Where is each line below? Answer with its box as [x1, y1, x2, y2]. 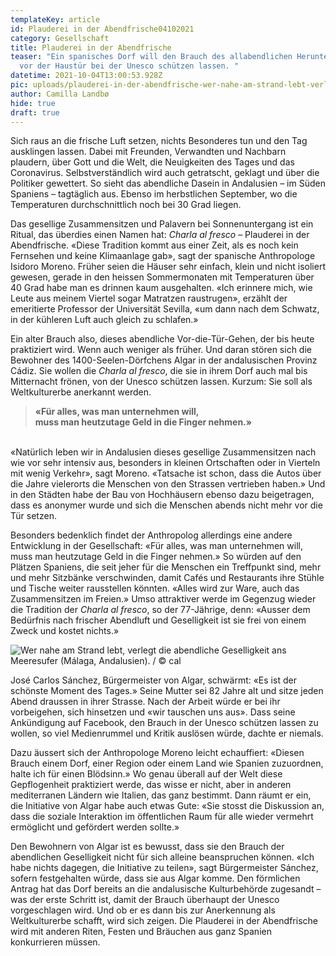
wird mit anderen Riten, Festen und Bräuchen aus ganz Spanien [10, 926, 272, 938]
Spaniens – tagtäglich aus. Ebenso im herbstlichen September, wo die [10, 188, 298, 200]
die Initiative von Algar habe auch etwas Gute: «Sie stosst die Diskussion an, [10, 800, 325, 812]
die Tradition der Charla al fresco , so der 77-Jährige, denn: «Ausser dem [10, 604, 311, 616]
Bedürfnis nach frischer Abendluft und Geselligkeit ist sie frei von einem [10, 614, 307, 626]
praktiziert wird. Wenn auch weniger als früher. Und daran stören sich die [10, 344, 312, 356]
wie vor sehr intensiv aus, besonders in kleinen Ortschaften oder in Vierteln [10, 457, 321, 469]
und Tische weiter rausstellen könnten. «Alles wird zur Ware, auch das [10, 582, 300, 595]
